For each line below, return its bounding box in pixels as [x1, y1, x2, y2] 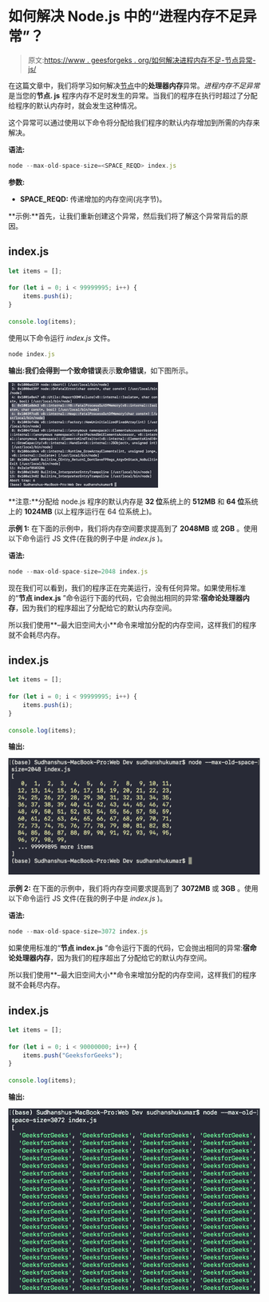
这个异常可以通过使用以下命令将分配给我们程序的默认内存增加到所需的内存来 [8, 118, 260, 127]
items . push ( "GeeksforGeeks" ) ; [22, 1051, 124, 1060]
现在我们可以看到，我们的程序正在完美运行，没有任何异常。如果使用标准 [8, 583, 246, 593]
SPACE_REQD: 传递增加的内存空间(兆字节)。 [19, 194, 167, 204]
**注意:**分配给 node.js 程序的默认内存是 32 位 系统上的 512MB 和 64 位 [8, 497, 245, 506]
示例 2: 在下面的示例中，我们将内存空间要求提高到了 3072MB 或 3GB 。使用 [8, 884, 259, 893]
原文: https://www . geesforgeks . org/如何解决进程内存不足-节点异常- [27, 55, 256, 65]
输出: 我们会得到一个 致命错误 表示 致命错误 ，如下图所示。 [8, 365, 193, 375]
